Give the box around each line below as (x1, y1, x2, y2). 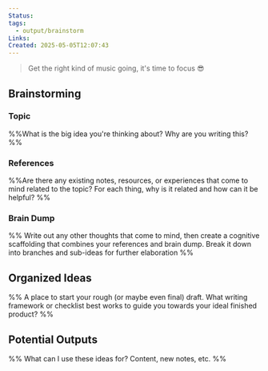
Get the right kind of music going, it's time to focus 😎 (27, 63, 205, 73)
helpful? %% (8, 193, 50, 203)
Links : (8, 34, 30, 42)
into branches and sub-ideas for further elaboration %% (8, 248, 194, 257)
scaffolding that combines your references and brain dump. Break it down (8, 240, 252, 249)
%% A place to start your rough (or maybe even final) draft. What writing (8, 292, 248, 302)
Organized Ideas (8, 271, 92, 284)
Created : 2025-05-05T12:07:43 (8, 42, 110, 50)
